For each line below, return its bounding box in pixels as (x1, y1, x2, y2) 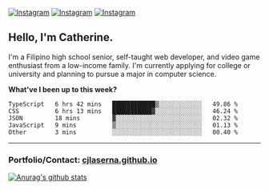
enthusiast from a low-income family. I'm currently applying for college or (8, 60, 251, 70)
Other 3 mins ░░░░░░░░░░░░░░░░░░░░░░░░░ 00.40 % (8, 128, 239, 136)
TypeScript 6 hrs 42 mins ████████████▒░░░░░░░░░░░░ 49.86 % (8, 100, 239, 108)
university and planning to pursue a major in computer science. (8, 69, 217, 79)
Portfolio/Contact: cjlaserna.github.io (8, 154, 158, 165)
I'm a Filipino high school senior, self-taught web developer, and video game (8, 52, 260, 62)
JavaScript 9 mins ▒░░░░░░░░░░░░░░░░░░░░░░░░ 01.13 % (8, 121, 239, 129)
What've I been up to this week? (8, 84, 118, 94)
